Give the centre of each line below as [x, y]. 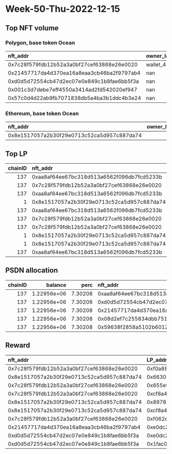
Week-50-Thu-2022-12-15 [63, 9]
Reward [18, 345]
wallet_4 [156, 64]
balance [56, 285]
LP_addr [157, 360]
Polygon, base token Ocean [40, 43]
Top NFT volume [32, 28]
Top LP [16, 154]
